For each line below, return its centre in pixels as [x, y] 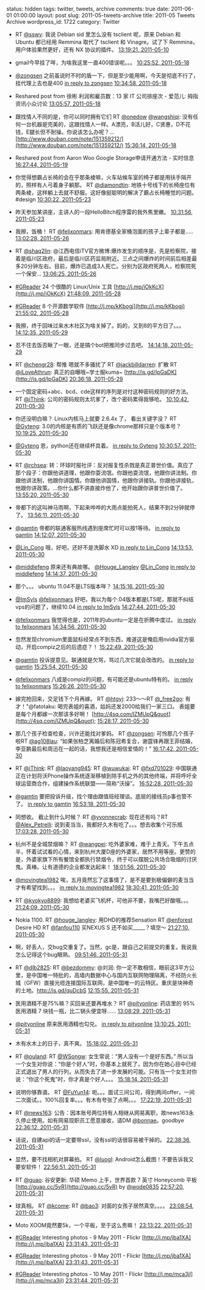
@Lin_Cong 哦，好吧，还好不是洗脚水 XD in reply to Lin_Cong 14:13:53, [104, 547]
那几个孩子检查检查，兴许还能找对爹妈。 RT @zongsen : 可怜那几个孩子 [104, 733]
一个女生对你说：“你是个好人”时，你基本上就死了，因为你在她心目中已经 [106, 1064]
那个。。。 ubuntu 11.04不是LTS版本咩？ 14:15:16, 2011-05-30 [90, 586]
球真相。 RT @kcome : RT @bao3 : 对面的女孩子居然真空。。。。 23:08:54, [104, 1206]
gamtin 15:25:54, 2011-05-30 [51, 667]
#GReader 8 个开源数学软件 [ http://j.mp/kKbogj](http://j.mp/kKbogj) [100, 306]
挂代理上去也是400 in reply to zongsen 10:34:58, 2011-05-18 [91, 83]
